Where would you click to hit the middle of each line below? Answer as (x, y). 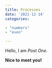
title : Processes (23, 10)
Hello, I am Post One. (26, 51)
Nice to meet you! (24, 60)
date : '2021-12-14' (25, 14)
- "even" (14, 33)
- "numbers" (17, 28)
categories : (17, 19)
